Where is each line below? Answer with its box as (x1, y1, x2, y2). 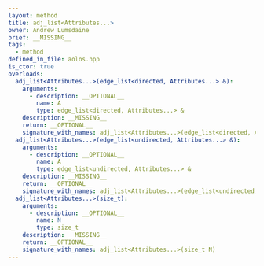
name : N (36, 216, 61, 224)
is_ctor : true (8, 63, 55, 71)
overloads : (8, 70, 44, 78)
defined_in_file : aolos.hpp (8, 56, 101, 64)
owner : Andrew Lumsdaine (8, 26, 90, 34)
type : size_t (36, 224, 79, 232)
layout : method (8, 11, 58, 20)
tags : (8, 41, 26, 49)
